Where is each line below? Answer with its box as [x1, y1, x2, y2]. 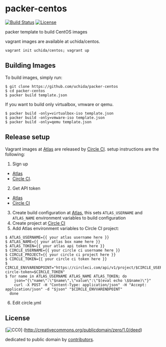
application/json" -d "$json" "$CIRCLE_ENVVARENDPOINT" [5, 287, 123, 292]
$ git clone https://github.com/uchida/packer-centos [5, 84, 119, 89]
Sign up [12, 161, 28, 167]
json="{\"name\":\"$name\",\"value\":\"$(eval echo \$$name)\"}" [14, 278, 152, 283]
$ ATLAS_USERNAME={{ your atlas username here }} [5, 235, 110, 240]
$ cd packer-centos [5, 88, 45, 93]
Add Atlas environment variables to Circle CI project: [12, 225, 120, 231]
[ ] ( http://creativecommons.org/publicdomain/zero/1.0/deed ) [5, 327, 142, 333]
